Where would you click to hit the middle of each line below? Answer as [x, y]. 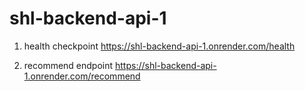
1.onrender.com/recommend [82, 76]
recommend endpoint [68, 65]
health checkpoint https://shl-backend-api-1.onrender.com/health [159, 46]
